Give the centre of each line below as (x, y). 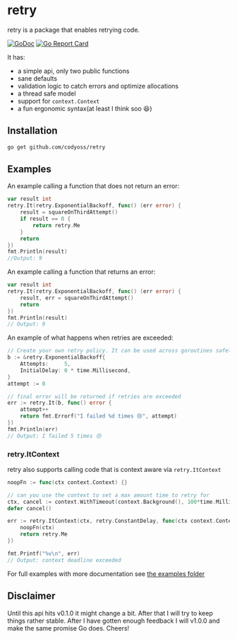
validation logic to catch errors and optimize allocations (98, 86)
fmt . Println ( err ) (33, 429)
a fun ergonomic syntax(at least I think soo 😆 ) (85, 108)
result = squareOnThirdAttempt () (69, 212)
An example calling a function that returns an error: (81, 272)
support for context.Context (59, 100)
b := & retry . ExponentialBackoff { (56, 357)
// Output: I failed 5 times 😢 (54, 436)
